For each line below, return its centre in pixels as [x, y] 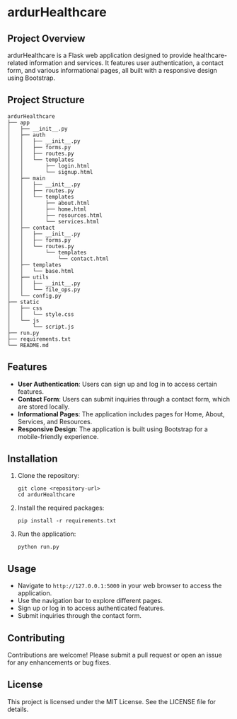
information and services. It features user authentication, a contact [127, 63]
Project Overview [46, 39]
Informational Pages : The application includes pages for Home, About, [121, 414]
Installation [33, 459]
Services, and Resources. [55, 421]
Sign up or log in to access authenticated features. [91, 608]
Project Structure [46, 100]
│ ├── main [27, 178]
